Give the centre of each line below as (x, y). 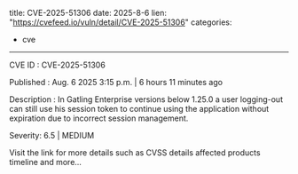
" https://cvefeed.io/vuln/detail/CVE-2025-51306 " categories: (121, 22)
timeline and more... (46, 162)
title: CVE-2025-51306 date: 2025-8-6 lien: (88, 13)
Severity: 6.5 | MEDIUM (52, 135)
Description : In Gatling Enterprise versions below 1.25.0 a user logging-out (146, 99)
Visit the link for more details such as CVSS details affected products (135, 153)
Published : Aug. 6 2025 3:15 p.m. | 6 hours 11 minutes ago (116, 82)
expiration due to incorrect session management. (99, 118)
